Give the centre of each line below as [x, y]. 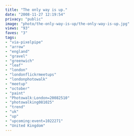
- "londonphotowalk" [27, 79]
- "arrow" [15, 47]
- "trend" [15, 107]
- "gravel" [16, 56]
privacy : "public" [24, 19]
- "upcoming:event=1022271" [34, 121]
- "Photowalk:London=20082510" [37, 98]
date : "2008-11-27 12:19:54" [35, 14]
